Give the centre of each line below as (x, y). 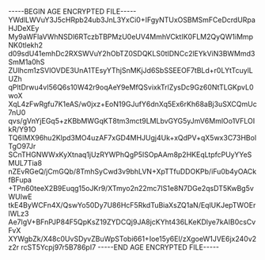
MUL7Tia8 (25, 163)
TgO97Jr (22, 146)
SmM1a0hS (26, 62)
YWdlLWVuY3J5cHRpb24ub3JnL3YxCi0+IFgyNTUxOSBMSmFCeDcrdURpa (132, 20)
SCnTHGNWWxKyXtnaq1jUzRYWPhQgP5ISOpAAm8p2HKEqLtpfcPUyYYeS (130, 155)
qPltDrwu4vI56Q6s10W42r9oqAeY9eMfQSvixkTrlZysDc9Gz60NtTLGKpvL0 (131, 87)
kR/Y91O (23, 129)
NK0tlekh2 (26, 45)
